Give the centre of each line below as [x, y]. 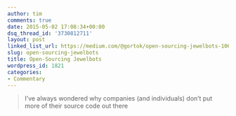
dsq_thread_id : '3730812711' [50, 33]
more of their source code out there [76, 106]
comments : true [29, 20]
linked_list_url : [33, 46]
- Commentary [26, 79]
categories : [25, 72]
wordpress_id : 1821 [36, 66]
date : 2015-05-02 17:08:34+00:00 [56, 27]
